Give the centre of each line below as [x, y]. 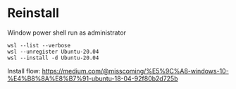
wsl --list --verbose [39, 45]
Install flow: [24, 71]
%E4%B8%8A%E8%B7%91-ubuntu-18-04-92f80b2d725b [93, 78]
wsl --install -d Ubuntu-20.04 [53, 58]
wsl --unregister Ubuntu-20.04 [53, 52]
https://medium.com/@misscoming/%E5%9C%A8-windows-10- [135, 71]
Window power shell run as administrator [67, 32]
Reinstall [33, 13]
